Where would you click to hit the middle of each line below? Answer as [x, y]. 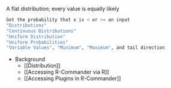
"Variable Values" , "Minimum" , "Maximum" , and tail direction [85, 48]
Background [30, 59]
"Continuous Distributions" [41, 31]
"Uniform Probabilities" [37, 42]
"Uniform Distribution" [36, 36]
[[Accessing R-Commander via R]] [66, 72]
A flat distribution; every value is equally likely [63, 9]
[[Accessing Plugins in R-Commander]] [72, 78]
